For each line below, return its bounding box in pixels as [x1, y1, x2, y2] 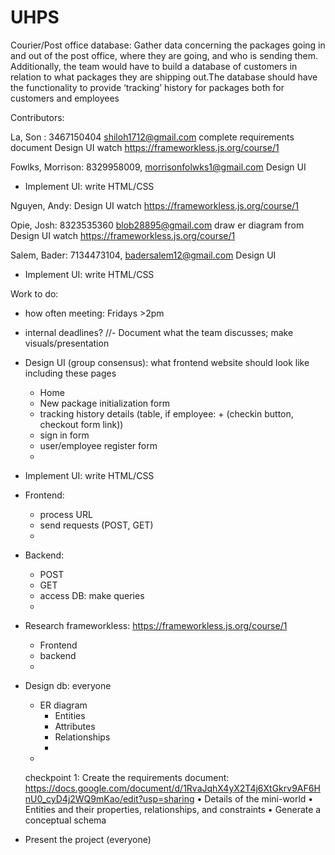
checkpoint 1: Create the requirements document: [24, 771, 230, 783]
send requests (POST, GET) [39, 519, 154, 531]
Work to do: [10, 287, 59, 300]
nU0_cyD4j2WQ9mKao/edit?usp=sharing [24, 792, 195, 805]
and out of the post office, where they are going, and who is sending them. [10, 49, 319, 61]
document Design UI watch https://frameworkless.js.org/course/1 [10, 141, 280, 153]
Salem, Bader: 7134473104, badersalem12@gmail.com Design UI [10, 249, 277, 261]
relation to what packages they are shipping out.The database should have [10, 71, 318, 83]
